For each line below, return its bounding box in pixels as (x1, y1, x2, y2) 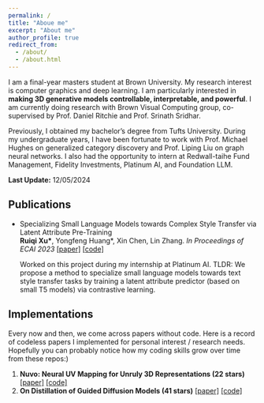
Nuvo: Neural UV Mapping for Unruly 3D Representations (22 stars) (19, 369, 245, 379)
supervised (8, 111, 45, 120)
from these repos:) (8, 353, 69, 363)
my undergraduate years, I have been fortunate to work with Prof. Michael (8, 134, 248, 144)
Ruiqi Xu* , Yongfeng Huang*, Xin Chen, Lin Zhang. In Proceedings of (19, 235, 244, 245)
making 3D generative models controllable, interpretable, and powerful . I (8, 94, 252, 104)
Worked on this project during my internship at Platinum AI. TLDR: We (19, 259, 246, 269)
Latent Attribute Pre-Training (19, 227, 113, 237)
